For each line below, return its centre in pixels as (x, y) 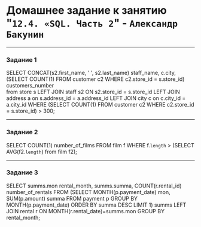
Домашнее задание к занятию (87, 10)
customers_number (30, 86)
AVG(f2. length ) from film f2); (42, 152)
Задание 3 (22, 172)
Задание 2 (22, 132)
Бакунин (25, 35)
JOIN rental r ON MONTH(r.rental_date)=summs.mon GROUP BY (86, 211)
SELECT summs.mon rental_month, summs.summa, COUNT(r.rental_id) (94, 186)
